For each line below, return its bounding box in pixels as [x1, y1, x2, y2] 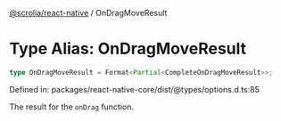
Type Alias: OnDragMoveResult [9, 39, 247, 59]
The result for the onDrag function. [9, 101, 135, 112]
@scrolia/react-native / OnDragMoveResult [9, 8, 168, 18]
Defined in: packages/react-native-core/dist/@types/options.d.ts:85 [9, 84, 260, 94]
